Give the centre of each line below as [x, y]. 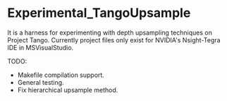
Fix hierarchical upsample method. [68, 90]
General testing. [41, 82]
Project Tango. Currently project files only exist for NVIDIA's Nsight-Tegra [114, 40]
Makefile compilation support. [61, 75]
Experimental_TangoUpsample [99, 13]
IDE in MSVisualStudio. [41, 47]
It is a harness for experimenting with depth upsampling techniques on [110, 32]
